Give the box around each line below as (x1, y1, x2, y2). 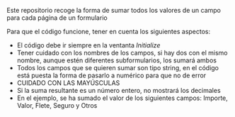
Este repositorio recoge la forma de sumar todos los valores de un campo (6, 6, 221, 14)
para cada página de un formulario (6, 13, 108, 22)
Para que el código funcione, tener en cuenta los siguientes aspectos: (6, 28, 211, 35)
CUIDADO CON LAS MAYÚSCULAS (16, 79, 120, 87)
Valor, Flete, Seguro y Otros (16, 101, 98, 109)
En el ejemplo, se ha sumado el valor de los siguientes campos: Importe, (16, 94, 228, 102)
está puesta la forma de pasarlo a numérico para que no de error (16, 71, 207, 79)
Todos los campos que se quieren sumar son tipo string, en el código (16, 64, 219, 72)
